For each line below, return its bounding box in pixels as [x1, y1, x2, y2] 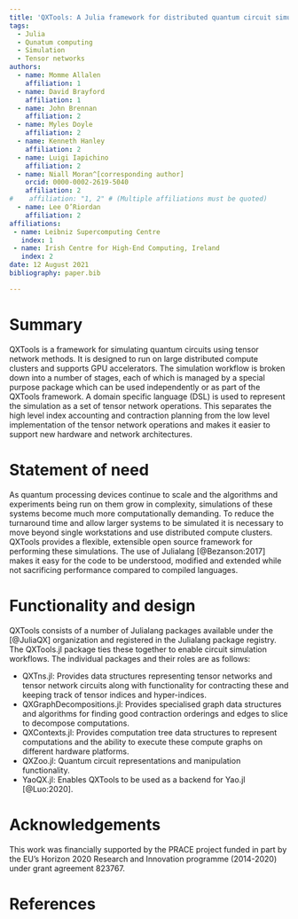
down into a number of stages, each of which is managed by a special [9, 372, 266, 382]
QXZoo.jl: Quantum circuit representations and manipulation [21, 755, 241, 766]
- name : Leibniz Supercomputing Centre [12, 227, 161, 236]
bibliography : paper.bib [9, 269, 101, 278]
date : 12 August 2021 [9, 261, 90, 270]
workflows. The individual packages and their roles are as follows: [9, 653, 251, 664]
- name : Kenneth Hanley [17, 137, 105, 145]
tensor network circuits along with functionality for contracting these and [21, 679, 289, 690]
